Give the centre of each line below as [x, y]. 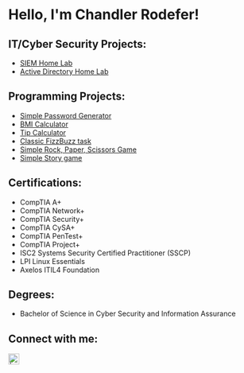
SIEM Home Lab [46, 63]
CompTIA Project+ [50, 244]
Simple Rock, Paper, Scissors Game [78, 150]
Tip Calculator [43, 132]
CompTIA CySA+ [47, 227]
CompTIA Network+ [52, 210]
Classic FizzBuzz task [55, 141]
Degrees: [31, 295]
